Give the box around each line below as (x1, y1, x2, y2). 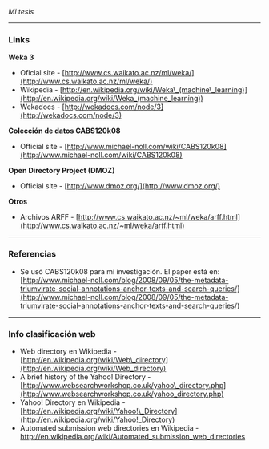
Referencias (8, 249, 57, 260)
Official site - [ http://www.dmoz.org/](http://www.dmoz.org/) (19, 181, 221, 191)
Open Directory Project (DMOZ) (8, 166, 115, 176)
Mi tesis (8, 7, 34, 16)
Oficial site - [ (19, 68, 66, 78)
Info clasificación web (8, 328, 96, 339)
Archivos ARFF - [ (19, 212, 79, 222)
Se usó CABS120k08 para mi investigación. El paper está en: (19, 266, 220, 276)
